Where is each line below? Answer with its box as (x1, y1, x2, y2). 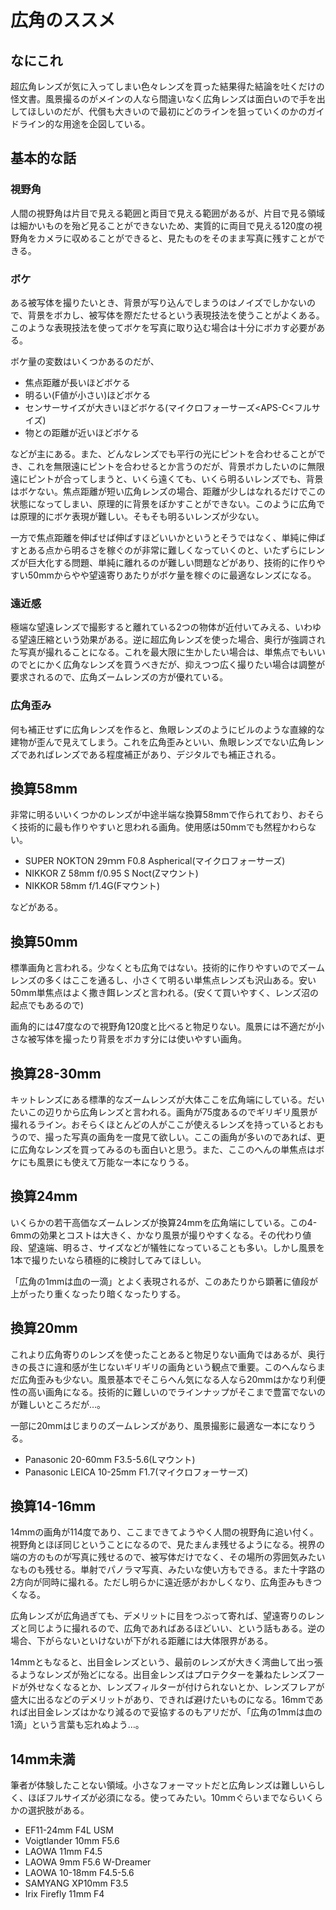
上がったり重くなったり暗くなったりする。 (10, 1287, 186, 1300)
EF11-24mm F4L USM (24, 1824, 114, 1836)
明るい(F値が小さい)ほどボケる (24, 389, 152, 401)
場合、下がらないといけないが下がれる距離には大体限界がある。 (10, 1635, 273, 1647)
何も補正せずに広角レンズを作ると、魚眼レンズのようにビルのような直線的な (10, 723, 325, 735)
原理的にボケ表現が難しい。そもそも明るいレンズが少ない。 (18, 510, 265, 522)
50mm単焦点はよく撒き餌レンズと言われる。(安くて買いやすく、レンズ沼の (10, 987, 320, 999)
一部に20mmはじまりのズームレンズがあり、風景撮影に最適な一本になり (10, 1419, 308, 1431)
